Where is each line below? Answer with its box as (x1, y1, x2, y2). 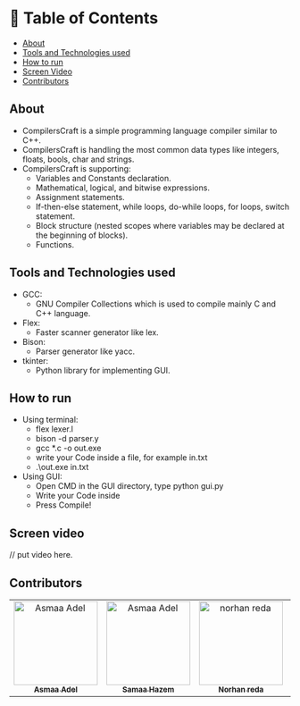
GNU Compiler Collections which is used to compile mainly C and (35, 298, 277, 309)
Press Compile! (35, 500, 92, 510)
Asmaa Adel (33, 685, 79, 694)
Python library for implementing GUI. (35, 365, 171, 375)
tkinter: (21, 355, 49, 366)
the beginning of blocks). (35, 230, 129, 240)
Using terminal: (21, 415, 79, 425)
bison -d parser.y (35, 433, 100, 444)
